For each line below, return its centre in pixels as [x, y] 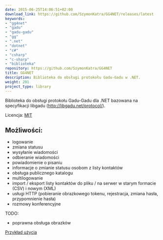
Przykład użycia [21, 232]
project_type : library [28, 86]
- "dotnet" [16, 46]
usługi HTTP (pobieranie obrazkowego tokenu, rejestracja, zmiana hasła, [85, 194]
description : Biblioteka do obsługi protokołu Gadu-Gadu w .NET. [73, 77]
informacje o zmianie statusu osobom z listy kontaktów [67, 168]
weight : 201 [17, 82]
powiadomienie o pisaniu [37, 163]
